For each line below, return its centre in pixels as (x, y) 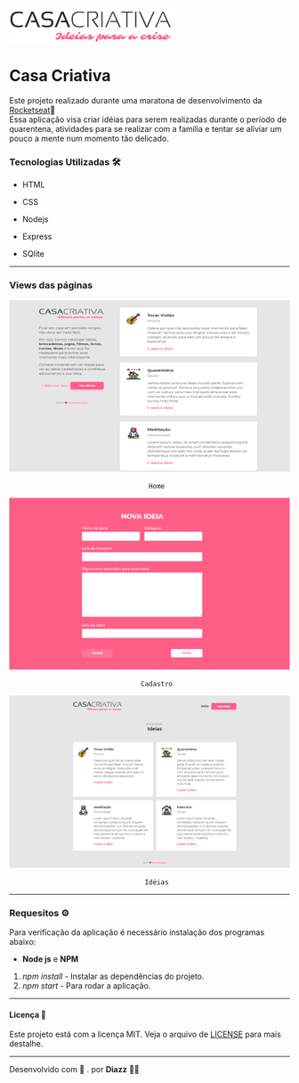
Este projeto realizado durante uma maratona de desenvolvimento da (136, 100)
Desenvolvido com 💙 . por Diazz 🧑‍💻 (74, 1070)
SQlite (33, 254)
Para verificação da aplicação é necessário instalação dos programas (137, 932)
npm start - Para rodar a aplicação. (86, 986)
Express (37, 237)
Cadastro (157, 685)
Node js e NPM (50, 959)
